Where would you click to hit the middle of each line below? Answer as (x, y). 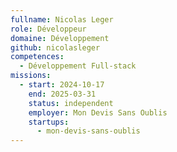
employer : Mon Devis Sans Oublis (98, 112)
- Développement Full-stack (78, 66)
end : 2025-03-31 (62, 94)
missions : (31, 76)
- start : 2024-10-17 (62, 85)
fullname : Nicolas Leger (62, 19)
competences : (37, 57)
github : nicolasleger (55, 47)
